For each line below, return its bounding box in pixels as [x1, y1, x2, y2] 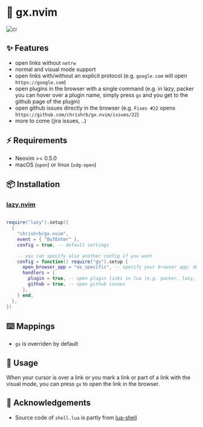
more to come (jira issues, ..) [14, 117, 86, 124]
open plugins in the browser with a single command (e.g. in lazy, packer [14, 85, 195, 92]
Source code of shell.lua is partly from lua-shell [14, 414, 137, 421]
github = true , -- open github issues [28, 281, 126, 287]
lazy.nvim [6, 200, 36, 208]
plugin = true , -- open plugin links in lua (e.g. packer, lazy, [28, 276, 196, 282]
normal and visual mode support [14, 65, 96, 73]
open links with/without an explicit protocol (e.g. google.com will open [14, 72, 187, 79]
